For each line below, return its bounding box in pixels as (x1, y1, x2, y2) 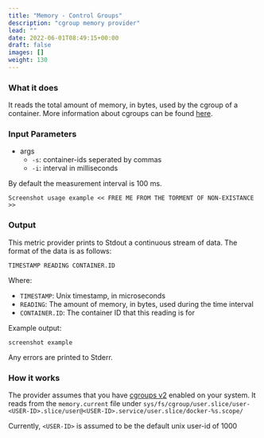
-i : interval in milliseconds (31, 164, 118, 173)
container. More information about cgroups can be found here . (8, 109, 213, 118)
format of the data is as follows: (8, 246, 112, 255)
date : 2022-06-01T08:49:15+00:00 (8, 33, 119, 42)
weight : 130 (8, 56, 48, 64)
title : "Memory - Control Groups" (8, 11, 123, 20)
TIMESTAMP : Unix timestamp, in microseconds (19, 291, 165, 300)
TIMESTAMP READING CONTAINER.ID (8, 262, 115, 269)
